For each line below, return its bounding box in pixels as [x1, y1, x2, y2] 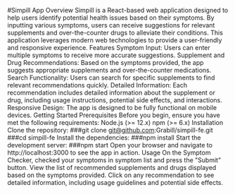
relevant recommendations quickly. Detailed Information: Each [7, 81, 188, 89]
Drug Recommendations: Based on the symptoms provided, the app [7, 59, 204, 66]
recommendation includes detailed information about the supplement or [7, 88, 216, 97]
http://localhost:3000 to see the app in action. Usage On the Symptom [7, 148, 211, 157]
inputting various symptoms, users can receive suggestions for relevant [7, 21, 215, 29]
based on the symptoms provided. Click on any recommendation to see [7, 171, 215, 179]
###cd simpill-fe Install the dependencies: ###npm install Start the [7, 133, 201, 142]
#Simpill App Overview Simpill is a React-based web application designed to [7, 6, 229, 14]
